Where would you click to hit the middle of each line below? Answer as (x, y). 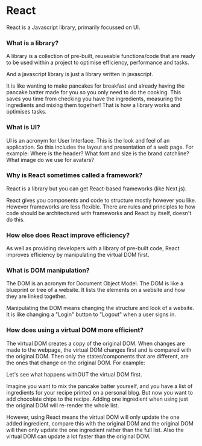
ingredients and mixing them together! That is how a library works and (93, 105)
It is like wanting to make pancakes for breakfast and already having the (96, 86)
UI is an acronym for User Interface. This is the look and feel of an (88, 140)
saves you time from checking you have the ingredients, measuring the (94, 99)
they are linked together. (36, 296)
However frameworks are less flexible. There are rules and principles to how (101, 207)
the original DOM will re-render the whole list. (63, 405)
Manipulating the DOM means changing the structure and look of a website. (100, 308)
